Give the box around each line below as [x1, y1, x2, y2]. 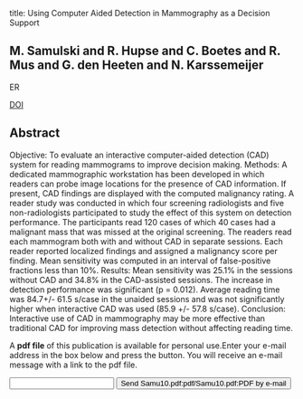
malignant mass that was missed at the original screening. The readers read [9, 226, 292, 237]
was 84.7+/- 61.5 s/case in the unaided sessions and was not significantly [9, 293, 285, 304]
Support [9, 17, 40, 28]
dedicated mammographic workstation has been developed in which [9, 168, 265, 179]
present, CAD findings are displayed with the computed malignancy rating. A [9, 187, 295, 198]
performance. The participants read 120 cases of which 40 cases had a [9, 216, 276, 227]
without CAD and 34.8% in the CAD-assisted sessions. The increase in [9, 274, 273, 285]
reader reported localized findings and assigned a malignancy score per [9, 245, 279, 256]
